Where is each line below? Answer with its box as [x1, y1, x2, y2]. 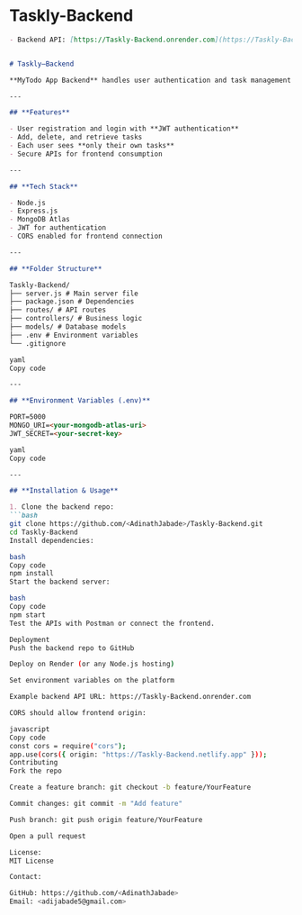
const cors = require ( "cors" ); [9, 741, 127, 750]
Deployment [9, 635, 50, 644]
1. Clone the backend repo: [9, 503, 115, 512]
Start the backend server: [9, 577, 111, 586]
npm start [9, 610, 47, 620]
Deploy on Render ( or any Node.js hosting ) [9, 659, 175, 669]
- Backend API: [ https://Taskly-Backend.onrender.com [9, 35, 216, 44]
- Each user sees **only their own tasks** [9, 141, 175, 150]
